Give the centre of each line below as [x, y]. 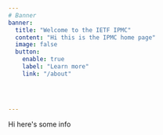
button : [28, 52]
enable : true [43, 60]
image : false [36, 45]
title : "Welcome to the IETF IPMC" [73, 30]
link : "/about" [47, 74]
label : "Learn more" [56, 67]
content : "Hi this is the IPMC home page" [85, 37]
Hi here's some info [40, 124]
